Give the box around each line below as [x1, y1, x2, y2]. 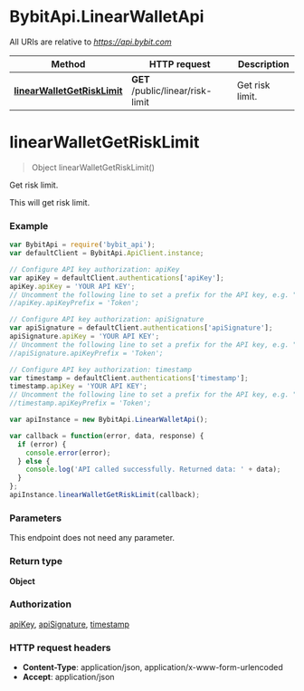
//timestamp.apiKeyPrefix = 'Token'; [9, 398, 152, 408]
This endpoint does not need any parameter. [9, 533, 175, 543]
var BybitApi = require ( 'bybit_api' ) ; [9, 240, 156, 250]
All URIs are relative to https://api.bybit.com [9, 36, 172, 47]
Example [9, 219, 49, 232]
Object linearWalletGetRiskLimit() [31, 161, 156, 173]
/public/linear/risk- [130, 84, 213, 97]
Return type [9, 555, 63, 568]
